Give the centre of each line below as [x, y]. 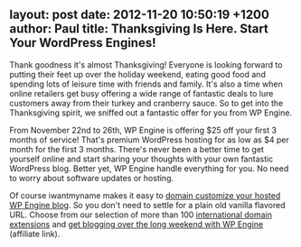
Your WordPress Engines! [83, 43]
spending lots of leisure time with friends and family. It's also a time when [146, 84]
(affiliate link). [35, 233]
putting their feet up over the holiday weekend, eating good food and [138, 74]
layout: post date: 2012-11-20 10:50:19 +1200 [139, 15]
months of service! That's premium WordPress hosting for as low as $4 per [149, 140]
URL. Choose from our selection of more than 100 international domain [141, 215]
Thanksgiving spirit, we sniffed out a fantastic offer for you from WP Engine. [150, 113]
